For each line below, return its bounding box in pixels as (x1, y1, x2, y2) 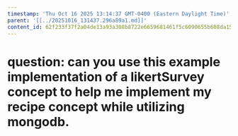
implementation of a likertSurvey (7, 68, 205, 85)
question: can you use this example (7, 54, 221, 70)
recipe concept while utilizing (7, 99, 186, 115)
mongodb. (7, 113, 69, 130)
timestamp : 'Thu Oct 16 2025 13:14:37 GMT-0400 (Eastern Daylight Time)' (7, 10, 230, 18)
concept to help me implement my (7, 84, 212, 99)
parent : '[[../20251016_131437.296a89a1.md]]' (7, 17, 147, 24)
